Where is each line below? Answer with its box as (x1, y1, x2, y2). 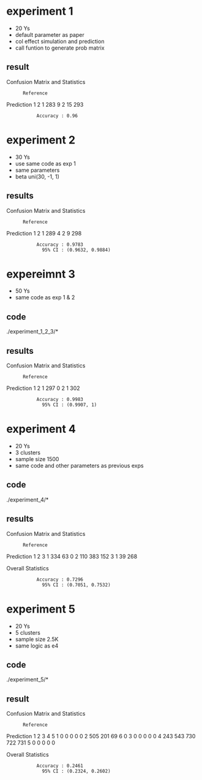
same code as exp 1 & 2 (15, 294, 75, 301)
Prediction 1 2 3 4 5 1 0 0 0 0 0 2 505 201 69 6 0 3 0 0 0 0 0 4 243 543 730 (6, 733, 196, 740)
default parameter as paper (15, 31, 84, 38)
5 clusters (15, 629, 41, 636)
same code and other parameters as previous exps (15, 462, 144, 469)
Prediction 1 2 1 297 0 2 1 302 (6, 384, 81, 392)
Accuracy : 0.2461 (36, 763, 84, 769)
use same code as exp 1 (15, 159, 77, 167)
